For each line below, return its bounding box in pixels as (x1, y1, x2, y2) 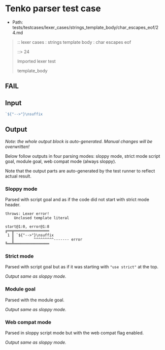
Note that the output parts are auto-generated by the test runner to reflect (5, 168, 155, 174)
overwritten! (5, 144, 30, 149)
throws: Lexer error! (5, 211, 50, 216)
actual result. (5, 173, 32, 179)
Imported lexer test (17, 58, 56, 64)
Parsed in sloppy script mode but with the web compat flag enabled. (5, 330, 144, 336)
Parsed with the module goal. (5, 297, 65, 303)
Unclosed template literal (14, 216, 69, 221)
